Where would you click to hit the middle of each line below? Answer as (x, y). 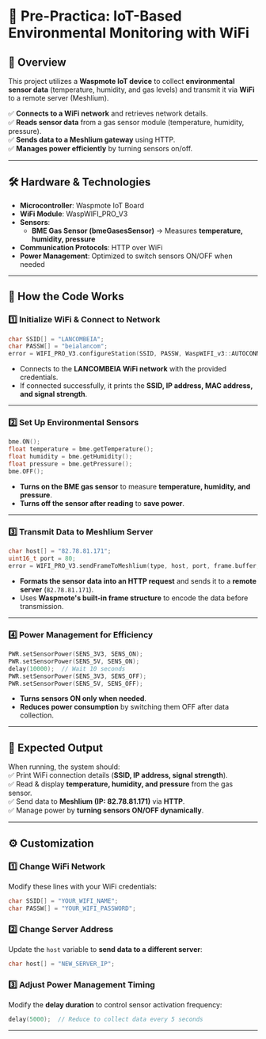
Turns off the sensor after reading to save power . (102, 503)
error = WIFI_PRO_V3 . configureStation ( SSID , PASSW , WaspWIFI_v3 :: (120, 354)
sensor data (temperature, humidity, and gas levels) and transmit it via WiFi (131, 89)
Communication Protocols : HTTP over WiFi (91, 247)
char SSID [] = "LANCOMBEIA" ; (56, 339)
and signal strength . (53, 394)
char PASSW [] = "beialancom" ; (58, 346)
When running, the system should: (64, 767)
